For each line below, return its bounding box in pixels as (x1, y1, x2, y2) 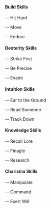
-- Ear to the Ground (5, 97, 47, 103)
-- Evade (5, 75, 23, 81)
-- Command (5, 189, 31, 195)
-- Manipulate (5, 180, 33, 185)
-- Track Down (5, 116, 35, 122)
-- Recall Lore (5, 138, 33, 144)
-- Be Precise (5, 65, 32, 71)
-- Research (5, 157, 29, 163)
